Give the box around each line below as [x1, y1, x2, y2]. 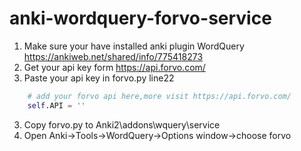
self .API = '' [27, 100, 86, 111]
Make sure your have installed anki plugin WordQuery [23, 40, 245, 52]
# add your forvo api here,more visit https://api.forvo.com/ [27, 91, 292, 101]
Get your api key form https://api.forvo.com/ [23, 61, 206, 73]
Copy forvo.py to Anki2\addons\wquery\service [23, 118, 221, 131]
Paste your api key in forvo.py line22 [23, 72, 175, 84]
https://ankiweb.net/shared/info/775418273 [23, 50, 204, 62]
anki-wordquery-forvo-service [9, 7, 272, 30]
